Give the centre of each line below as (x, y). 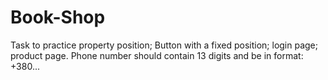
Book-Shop (58, 17)
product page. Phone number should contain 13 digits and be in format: (157, 55)
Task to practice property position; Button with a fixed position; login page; (164, 45)
